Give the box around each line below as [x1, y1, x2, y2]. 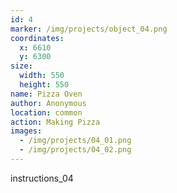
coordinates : [10, 33, 65, 43]
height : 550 [19, 80, 70, 90]
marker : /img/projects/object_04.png [10, 24, 168, 34]
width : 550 [19, 71, 65, 81]
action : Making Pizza [10, 117, 101, 127]
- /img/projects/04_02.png [19, 145, 132, 155]
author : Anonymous [10, 98, 87, 108]
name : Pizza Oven [10, 89, 83, 99]
